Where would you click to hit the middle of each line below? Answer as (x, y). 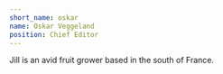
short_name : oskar (44, 18)
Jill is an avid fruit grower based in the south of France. (112, 60)
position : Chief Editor (54, 34)
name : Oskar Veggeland (52, 26)
